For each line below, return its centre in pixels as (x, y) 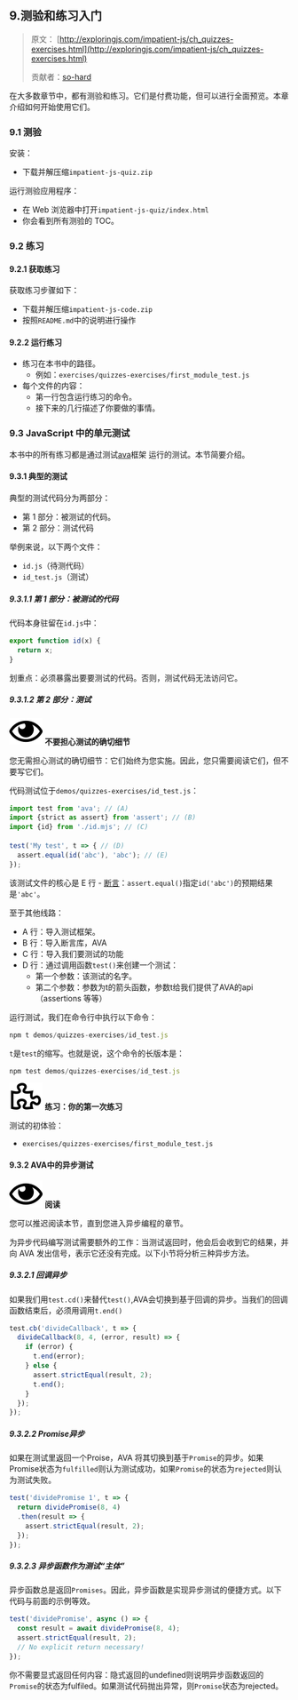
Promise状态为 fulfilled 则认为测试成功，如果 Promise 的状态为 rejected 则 (142, 1469)
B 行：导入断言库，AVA (64, 942)
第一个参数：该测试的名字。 (86, 976)
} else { (41, 1366)
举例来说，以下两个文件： (56, 547)
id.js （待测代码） (55, 565)
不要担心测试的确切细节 (87, 741)
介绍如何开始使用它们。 (52, 107)
